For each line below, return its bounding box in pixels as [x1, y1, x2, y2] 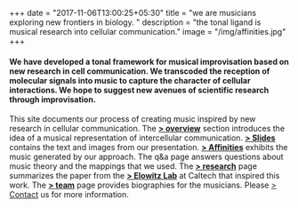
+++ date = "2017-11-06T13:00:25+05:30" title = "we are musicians [9, 8, 256, 18]
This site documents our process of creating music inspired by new [9, 114, 256, 124]
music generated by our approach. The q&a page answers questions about [9, 151, 284, 163]
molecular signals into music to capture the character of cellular [9, 75, 251, 85]
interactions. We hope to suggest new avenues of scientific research [9, 84, 270, 95]
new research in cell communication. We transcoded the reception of [9, 66, 270, 76]
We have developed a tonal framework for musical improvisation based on [9, 56, 289, 67]
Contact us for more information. [9, 189, 129, 200]
